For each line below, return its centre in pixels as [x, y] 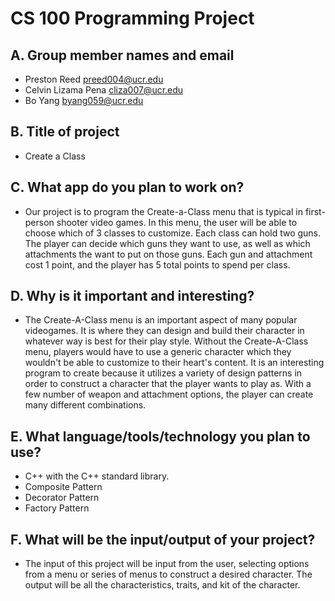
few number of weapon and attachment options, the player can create [169, 394]
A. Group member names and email [122, 55]
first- [315, 211]
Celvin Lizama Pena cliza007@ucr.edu [104, 90]
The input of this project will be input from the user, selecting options [167, 564]
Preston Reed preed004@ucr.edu [94, 79]
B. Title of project [65, 132]
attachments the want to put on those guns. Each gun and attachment [168, 254]
